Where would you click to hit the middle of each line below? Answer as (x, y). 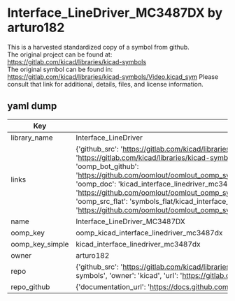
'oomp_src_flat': (102, 201)
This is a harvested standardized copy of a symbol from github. (99, 47)
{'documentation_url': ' (113, 286)
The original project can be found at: (60, 54)
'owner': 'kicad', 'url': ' (146, 275)
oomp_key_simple (40, 244)
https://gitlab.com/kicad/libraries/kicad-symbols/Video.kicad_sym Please (113, 76)
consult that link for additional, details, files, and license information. (106, 84)
